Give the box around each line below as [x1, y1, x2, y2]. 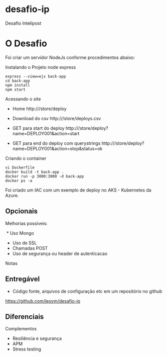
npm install [5, 82, 30, 87]
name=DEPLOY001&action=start [12, 130, 80, 136]
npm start [5, 87, 26, 92]
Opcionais [5, 207, 38, 216]
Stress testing [12, 346, 42, 352]
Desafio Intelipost [5, 20, 42, 26]
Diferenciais [5, 312, 44, 321]
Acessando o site [5, 96, 41, 102]
